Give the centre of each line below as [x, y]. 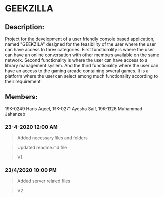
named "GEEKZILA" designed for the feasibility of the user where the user [81, 44]
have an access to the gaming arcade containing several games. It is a [77, 71]
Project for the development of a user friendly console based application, [80, 39]
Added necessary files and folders [52, 138]
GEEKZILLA [29, 9]
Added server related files [44, 181]
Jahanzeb [15, 114]
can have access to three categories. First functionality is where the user [80, 49]
